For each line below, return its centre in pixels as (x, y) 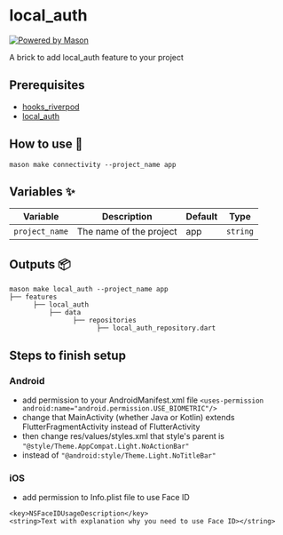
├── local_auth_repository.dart (156, 328)
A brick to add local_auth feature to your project (97, 57)
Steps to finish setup (68, 355)
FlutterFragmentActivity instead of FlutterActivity (111, 427)
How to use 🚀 (46, 144)
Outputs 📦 (40, 264)
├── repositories (105, 321)
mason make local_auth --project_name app (89, 290)
